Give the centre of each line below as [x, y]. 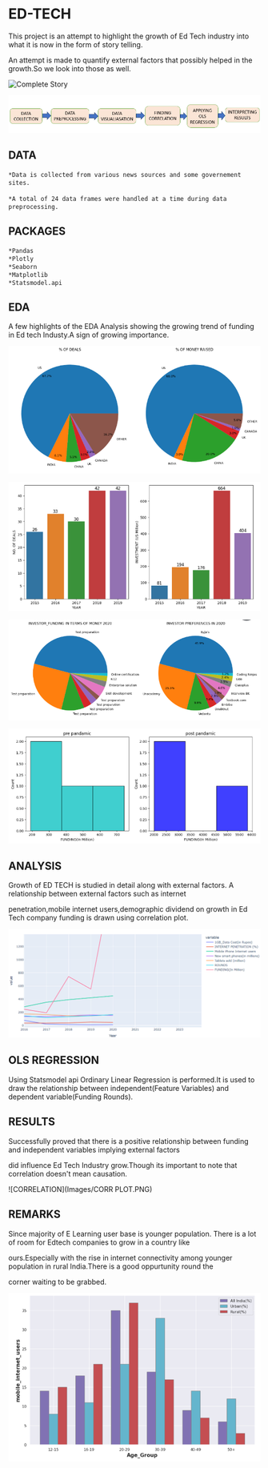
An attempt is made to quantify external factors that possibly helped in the [130, 60]
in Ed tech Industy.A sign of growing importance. [89, 335]
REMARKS [35, 1215]
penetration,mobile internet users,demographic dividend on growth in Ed [128, 909]
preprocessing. [34, 207]
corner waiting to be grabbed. [58, 1281]
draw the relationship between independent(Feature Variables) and [119, 1088]
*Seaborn [23, 267]
